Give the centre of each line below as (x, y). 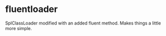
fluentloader (31, 9)
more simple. (18, 28)
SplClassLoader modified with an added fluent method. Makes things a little (83, 23)
